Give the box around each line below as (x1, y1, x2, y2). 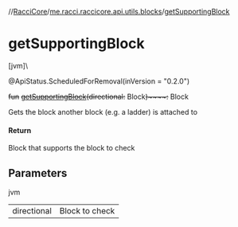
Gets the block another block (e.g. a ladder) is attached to (8, 107, 197, 116)
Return (8, 125, 32, 135)
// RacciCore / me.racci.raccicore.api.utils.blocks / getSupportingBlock (8, 7, 230, 16)
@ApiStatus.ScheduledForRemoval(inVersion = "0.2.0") (8, 76, 190, 86)
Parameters (8, 166, 68, 180)
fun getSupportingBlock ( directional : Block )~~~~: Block (8, 92, 189, 101)
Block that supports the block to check (8, 143, 135, 153)
